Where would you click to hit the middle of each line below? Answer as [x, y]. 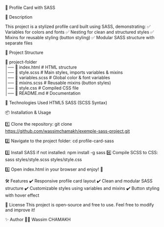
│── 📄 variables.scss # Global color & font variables [58, 78]
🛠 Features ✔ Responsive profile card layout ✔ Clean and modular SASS [79, 181]
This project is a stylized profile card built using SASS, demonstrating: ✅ [78, 26]
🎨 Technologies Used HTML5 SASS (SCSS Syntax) [56, 102]
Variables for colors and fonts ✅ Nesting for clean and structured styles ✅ [80, 32]
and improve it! [20, 210]
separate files [19, 43]
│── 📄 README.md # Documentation [43, 93]
